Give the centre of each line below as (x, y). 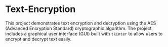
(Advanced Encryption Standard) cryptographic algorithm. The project (78, 28)
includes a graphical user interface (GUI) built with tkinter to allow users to (84, 33)
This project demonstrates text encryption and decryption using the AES (81, 23)
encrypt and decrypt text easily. (38, 39)
